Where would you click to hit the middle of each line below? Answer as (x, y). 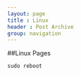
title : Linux (28, 20)
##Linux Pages (29, 53)
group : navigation (34, 33)
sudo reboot (25, 66)
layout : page (26, 14)
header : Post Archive (40, 27)
